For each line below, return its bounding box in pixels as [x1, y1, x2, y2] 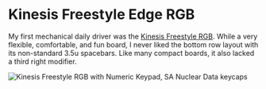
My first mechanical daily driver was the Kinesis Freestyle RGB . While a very [8, 32, 258, 41]
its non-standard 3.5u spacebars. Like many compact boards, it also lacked [8, 48, 255, 57]
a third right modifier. [8, 57, 77, 66]
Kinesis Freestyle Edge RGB [8, 6, 195, 24]
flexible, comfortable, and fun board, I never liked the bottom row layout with [8, 39, 259, 49]
